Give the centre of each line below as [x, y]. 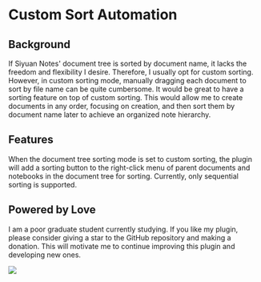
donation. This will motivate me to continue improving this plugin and [122, 246]
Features [31, 140]
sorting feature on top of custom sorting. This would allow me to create [126, 97]
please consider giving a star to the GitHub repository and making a [120, 237]
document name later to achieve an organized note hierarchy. [110, 115]
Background [39, 44]
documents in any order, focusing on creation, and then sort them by [122, 106]
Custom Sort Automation [93, 15]
